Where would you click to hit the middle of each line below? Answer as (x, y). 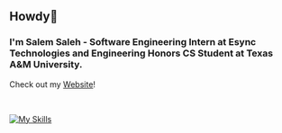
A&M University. (46, 65)
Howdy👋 (34, 17)
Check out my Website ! (53, 84)
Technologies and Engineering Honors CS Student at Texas (141, 53)
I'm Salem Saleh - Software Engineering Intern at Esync (133, 42)
